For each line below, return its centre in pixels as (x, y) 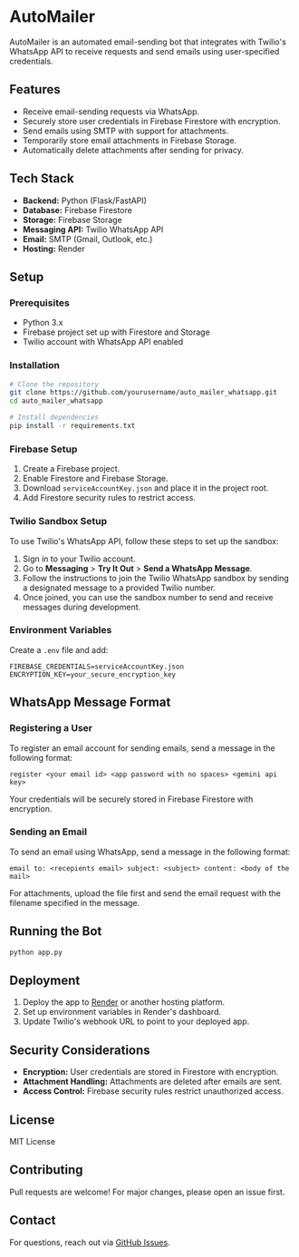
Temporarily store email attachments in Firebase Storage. (130, 140)
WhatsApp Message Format (90, 702)
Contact (33, 1220)
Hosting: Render (54, 248)
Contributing (46, 1170)
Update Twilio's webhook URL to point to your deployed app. (136, 1021)
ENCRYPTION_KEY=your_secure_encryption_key (93, 674)
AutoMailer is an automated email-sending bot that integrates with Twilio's (148, 42)
